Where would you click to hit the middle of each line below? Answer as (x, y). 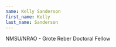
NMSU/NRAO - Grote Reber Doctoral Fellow (58, 39)
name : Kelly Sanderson (33, 11)
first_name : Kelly (28, 17)
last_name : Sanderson (32, 22)
